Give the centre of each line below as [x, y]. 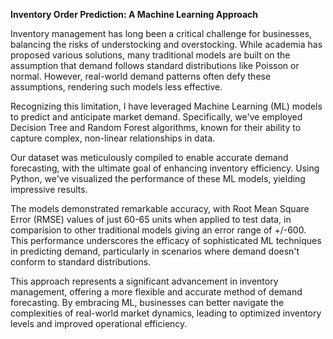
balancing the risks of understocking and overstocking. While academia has [166, 44]
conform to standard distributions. [81, 262]
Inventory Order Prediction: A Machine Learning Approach [134, 14]
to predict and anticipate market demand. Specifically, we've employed [156, 117]
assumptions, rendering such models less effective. [116, 87]
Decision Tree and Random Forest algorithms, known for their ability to [156, 127]
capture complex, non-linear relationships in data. [113, 138]
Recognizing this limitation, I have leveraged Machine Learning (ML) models [166, 106]
